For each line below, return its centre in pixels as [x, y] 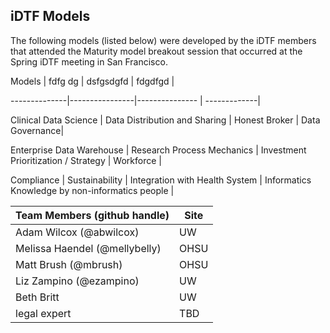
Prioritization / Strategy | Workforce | [86, 160]
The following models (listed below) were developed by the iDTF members [163, 40]
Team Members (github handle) [92, 215]
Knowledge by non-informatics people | [92, 190]
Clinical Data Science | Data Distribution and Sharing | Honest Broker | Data [165, 120]
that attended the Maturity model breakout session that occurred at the [156, 51]
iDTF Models [50, 16]
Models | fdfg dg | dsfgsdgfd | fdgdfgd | [92, 81]
